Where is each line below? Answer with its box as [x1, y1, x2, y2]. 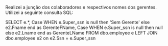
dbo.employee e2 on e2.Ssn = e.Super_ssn [5, 35, 96, 41]
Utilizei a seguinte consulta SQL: [5, 9, 74, 15]
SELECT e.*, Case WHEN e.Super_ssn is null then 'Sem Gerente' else [5, 19, 150, 25]
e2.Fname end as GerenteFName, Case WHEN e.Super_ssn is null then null [5, 24, 163, 30]
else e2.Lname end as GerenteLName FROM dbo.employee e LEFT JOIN [5, 30, 158, 35]
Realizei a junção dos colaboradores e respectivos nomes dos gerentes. [5, 4, 157, 10]
